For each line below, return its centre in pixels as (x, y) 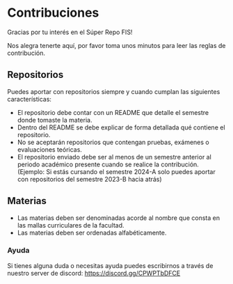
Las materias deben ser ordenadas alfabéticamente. (92, 232)
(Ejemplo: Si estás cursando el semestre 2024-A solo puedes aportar (116, 171)
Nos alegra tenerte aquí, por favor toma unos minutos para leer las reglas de (116, 45)
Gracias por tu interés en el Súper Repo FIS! (70, 32)
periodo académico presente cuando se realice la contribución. (108, 164)
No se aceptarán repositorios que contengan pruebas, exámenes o (113, 142)
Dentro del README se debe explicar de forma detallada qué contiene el (121, 127)
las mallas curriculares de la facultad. (71, 225)
